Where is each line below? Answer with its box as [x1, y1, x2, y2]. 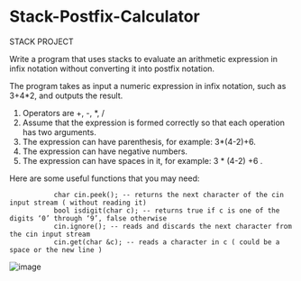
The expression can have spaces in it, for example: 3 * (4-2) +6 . [22, 155, 263, 166]
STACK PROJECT [9, 36, 74, 47]
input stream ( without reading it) [9, 198, 147, 207]
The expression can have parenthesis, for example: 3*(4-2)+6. [22, 136, 257, 147]
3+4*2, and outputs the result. [9, 90, 123, 101]
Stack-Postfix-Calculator [9, 6, 200, 27]
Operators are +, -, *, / [22, 107, 105, 118]
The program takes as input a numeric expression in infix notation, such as [9, 80, 287, 91]
